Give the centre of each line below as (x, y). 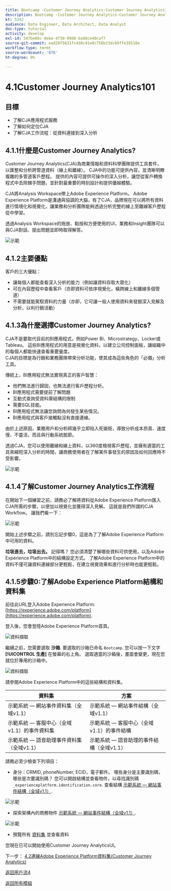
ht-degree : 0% (20, 57)
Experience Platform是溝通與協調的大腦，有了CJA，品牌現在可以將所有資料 (84, 200)
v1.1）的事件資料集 (31, 731)
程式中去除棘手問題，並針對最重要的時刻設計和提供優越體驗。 (70, 183)
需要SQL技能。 (28, 405)
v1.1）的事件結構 (110, 731)
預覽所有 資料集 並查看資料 (41, 834)
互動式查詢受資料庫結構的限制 (44, 398)
